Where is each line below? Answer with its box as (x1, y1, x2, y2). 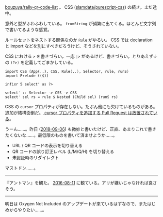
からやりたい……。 (9, 207, 47, 213)
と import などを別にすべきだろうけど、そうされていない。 (5, 43, 122, 49)
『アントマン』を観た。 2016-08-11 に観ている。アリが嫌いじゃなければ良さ (5, 180, 157, 185)
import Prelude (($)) (5, 73, 49, 78)
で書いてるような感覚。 (5, 27, 52, 33)
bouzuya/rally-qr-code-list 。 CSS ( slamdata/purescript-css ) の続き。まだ (5, 4, 153, 10)
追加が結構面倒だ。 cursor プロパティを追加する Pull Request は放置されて (5, 110, 154, 116)
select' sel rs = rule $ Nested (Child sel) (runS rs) (5, 95, 118, 100)
